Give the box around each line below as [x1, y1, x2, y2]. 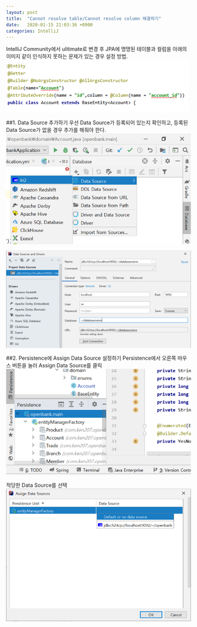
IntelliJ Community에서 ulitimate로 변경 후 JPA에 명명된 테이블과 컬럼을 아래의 [6, 46, 187, 53]
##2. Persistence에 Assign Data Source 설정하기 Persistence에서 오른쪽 [6, 355, 176, 362]
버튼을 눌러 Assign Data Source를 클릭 [12, 362, 103, 369]
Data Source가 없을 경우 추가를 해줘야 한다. [6, 127, 107, 134]
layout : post [6, 9, 38, 15]
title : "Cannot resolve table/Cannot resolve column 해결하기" [6, 15, 162, 22]
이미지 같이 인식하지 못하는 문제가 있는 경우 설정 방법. [6, 53, 128, 60]
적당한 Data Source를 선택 [6, 482, 67, 489]
